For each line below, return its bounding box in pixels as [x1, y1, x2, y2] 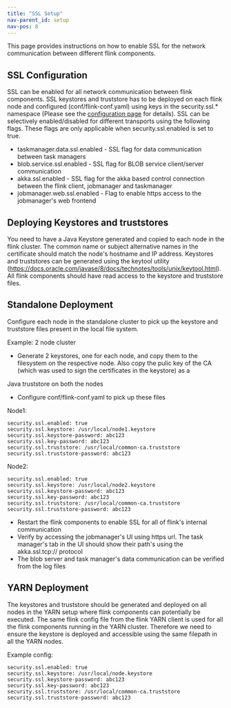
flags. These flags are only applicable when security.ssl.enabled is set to [7, 124, 214, 133]
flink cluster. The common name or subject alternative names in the [7, 243, 199, 250]
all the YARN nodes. [7, 637, 63, 645]
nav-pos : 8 [7, 23, 39, 30]
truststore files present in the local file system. [7, 324, 139, 333]
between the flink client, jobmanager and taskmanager [17, 182, 172, 190]
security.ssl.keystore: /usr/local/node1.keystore [7, 426, 156, 433]
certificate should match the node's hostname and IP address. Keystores [7, 250, 214, 258]
